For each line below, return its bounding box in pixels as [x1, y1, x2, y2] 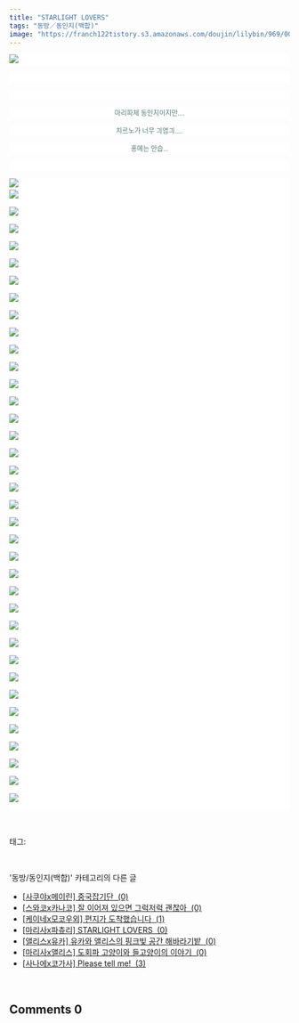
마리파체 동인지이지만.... [114, 109, 185, 118]
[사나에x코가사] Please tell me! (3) [21, 958, 147, 969]
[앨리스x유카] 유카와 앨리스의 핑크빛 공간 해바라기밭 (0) [21, 936, 216, 946]
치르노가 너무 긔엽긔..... [115, 126, 184, 136]
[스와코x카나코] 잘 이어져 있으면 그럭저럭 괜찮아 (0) [21, 903, 202, 913]
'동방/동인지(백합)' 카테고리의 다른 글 [9, 873, 137, 883]
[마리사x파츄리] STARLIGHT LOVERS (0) [21, 925, 168, 936]
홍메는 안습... [130, 144, 169, 154]
